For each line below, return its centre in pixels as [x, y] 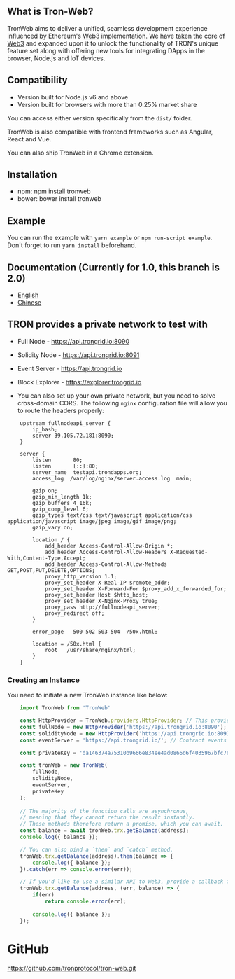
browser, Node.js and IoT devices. [56, 58]
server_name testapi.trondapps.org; [87, 472]
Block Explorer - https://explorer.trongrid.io [79, 382]
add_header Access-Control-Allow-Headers [106, 552]
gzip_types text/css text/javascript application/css [112, 515]
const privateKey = [48, 753]
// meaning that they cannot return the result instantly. [108, 818]
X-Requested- [189, 552]
